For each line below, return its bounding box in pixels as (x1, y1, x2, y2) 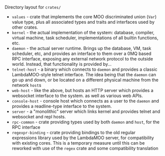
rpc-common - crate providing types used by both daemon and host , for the (11, 119, 160, 125)
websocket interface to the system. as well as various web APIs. (11, 93, 143, 99)
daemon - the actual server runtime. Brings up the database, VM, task (11, 46, 152, 51)
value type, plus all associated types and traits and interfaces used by (11, 19, 155, 25)
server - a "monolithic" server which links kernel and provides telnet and (11, 108, 161, 114)
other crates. (11, 24, 38, 30)
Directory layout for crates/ (4, 4, 61, 10)
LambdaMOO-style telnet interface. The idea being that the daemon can (11, 72, 157, 77)
